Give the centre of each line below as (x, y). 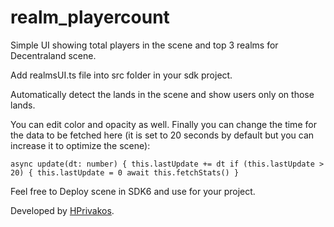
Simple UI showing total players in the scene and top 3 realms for (144, 45)
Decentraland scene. (53, 55)
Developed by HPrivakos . (62, 210)
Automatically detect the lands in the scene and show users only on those (162, 94)
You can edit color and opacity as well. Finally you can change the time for (163, 124)
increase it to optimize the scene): (80, 145)
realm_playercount (90, 17)
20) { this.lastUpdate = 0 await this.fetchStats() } (125, 172)
